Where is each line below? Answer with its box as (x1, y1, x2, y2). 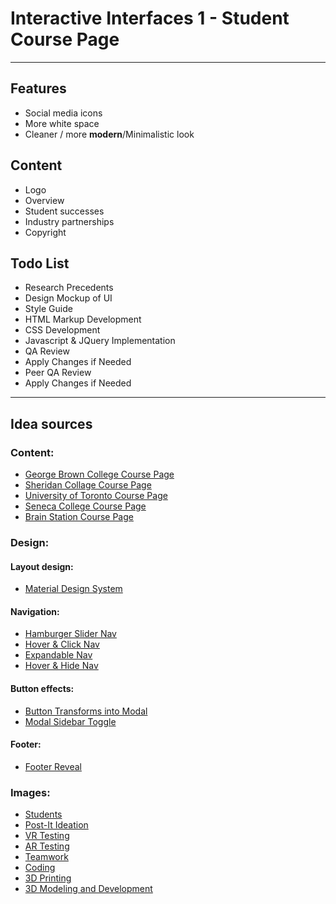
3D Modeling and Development (24, 883, 153, 895)
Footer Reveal (24, 760, 82, 772)
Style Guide (24, 303, 73, 315)
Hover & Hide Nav (24, 660, 99, 672)
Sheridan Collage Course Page (24, 479, 152, 491)
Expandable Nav (24, 649, 93, 661)
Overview (24, 194, 65, 206)
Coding (24, 862, 56, 874)
